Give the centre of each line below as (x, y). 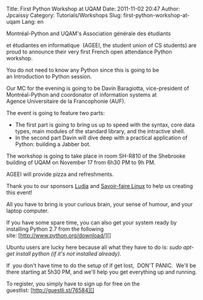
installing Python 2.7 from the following (55, 229)
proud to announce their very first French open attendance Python (89, 52)
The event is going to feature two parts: (55, 113)
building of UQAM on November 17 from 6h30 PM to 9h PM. (81, 162)
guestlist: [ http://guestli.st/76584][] (50, 290)
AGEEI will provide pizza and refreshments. (60, 174)
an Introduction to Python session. (49, 76)
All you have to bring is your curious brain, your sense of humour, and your (100, 204)
